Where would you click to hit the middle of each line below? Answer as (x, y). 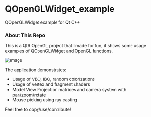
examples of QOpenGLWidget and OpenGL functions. (59, 51)
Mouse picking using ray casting (45, 100)
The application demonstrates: (36, 70)
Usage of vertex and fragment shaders (51, 84)
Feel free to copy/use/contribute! (38, 109)
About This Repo (25, 35)
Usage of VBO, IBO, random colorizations (53, 79)
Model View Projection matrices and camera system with (69, 90)
